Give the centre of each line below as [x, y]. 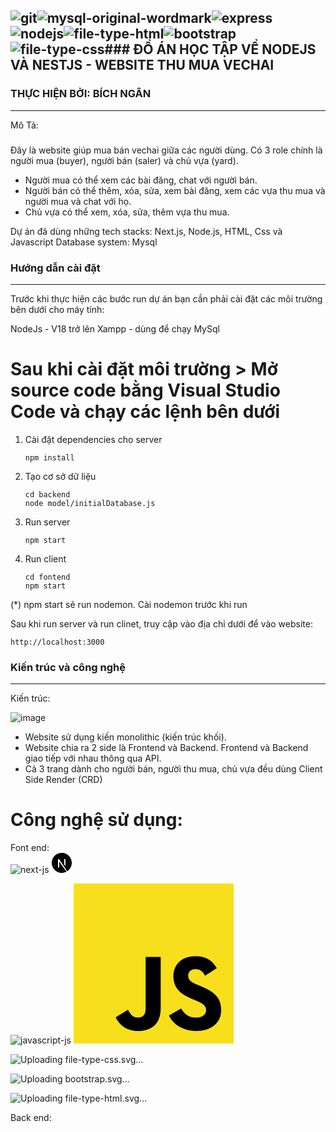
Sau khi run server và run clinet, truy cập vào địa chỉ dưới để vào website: [161, 623]
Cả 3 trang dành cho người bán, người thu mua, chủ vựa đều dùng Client [173, 769]
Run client [45, 558]
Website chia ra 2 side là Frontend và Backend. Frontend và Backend [166, 748]
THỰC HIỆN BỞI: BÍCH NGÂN [81, 94]
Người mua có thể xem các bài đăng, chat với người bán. [141, 180]
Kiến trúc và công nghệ [68, 667]
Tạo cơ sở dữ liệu [60, 476]
